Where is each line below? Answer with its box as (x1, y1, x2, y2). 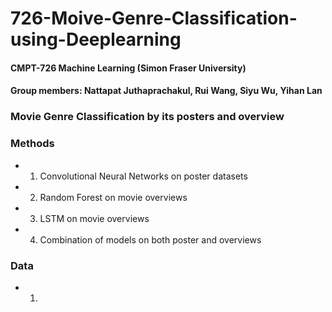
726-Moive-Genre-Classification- (10, 7, 298, 30)
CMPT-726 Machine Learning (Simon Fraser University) (10, 62, 247, 74)
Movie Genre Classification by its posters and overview (10, 110, 285, 124)
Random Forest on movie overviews (39, 191, 188, 203)
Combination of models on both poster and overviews (39, 233, 262, 246)
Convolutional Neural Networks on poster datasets (39, 170, 248, 182)
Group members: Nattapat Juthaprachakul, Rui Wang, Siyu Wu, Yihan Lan (10, 85, 323, 97)
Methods (10, 137, 55, 151)
